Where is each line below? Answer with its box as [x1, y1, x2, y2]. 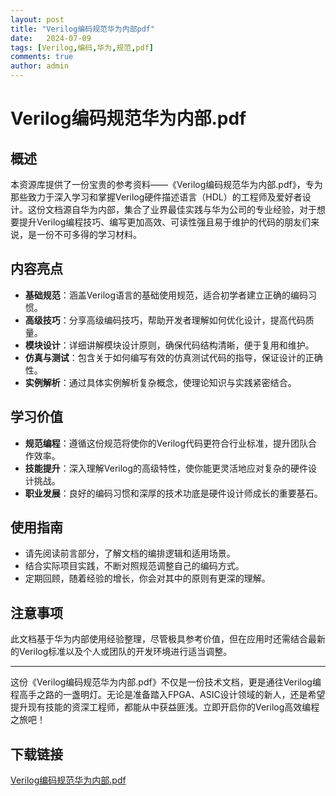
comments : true [10, 52, 74, 62]
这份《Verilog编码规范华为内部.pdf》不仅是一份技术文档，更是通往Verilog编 [10, 676, 322, 688]
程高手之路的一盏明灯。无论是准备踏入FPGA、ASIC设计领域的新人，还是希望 [10, 689, 326, 701]
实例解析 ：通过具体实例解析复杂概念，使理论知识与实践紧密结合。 [24, 376, 297, 388]
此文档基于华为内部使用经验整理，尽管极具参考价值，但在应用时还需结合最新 [10, 633, 326, 645]
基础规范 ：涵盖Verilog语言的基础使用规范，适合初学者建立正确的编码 [24, 289, 309, 301]
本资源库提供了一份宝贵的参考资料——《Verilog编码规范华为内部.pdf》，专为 [10, 179, 323, 190]
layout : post [10, 14, 65, 25]
